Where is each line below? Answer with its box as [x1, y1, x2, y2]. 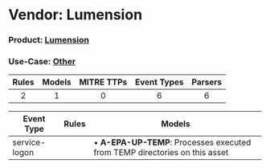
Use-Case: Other [8, 56, 76, 68]
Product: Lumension [8, 35, 90, 46]
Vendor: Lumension [8, 6, 143, 24]
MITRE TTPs [79, 76, 128, 88]
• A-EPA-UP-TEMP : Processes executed [93, 137, 252, 148]
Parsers [191, 76, 223, 88]
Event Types [135, 76, 184, 88]
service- [12, 137, 46, 148]
